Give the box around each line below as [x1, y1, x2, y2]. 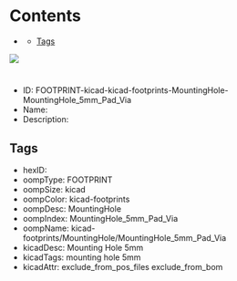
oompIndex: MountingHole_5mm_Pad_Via [22, 213, 179, 224]
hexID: [22, 164, 47, 175]
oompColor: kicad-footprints [22, 193, 130, 204]
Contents [9, 5, 82, 26]
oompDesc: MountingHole [22, 203, 121, 214]
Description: [22, 114, 69, 125]
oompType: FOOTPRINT [22, 174, 113, 185]
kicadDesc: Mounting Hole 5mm [22, 242, 144, 253]
